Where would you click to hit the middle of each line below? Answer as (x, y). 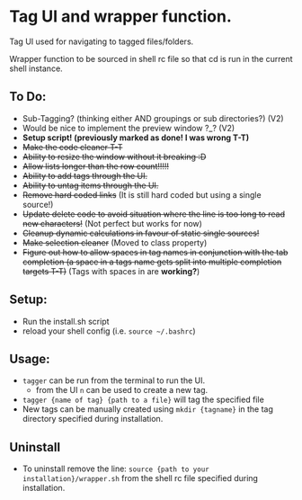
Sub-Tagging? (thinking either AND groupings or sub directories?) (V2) (153, 118)
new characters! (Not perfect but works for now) (112, 223)
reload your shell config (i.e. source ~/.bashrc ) (109, 331)
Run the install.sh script (66, 321)
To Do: (28, 97)
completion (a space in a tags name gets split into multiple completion (152, 262)
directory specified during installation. (93, 419)
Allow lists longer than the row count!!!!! (95, 166)
